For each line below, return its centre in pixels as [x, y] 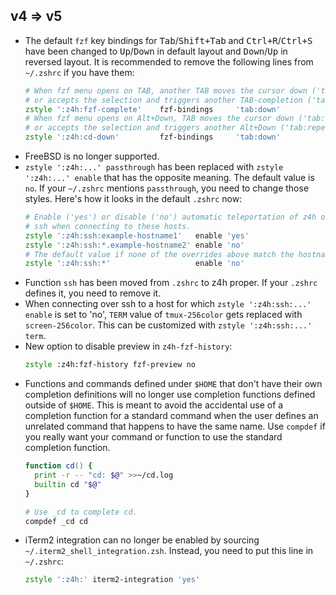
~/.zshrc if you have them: [79, 72]
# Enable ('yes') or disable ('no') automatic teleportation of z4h [170, 217]
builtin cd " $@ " [68, 484]
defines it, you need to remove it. [93, 293]
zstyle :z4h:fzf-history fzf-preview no [110, 365]
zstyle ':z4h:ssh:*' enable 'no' [134, 264]
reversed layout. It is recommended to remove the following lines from [169, 61]
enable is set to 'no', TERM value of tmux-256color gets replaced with [163, 315]
